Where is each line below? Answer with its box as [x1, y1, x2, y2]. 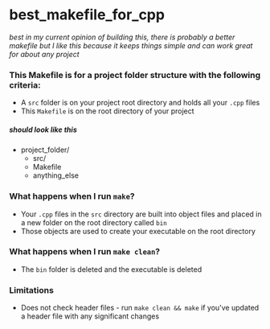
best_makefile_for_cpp [9, 6, 166, 24]
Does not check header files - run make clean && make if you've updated [20, 303, 260, 313]
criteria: [9, 79, 41, 90]
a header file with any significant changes [20, 311, 160, 321]
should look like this [9, 125, 77, 134]
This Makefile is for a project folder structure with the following [9, 69, 261, 80]
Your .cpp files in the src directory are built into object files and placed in [20, 209, 262, 219]
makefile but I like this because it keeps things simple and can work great [9, 40, 253, 50]
